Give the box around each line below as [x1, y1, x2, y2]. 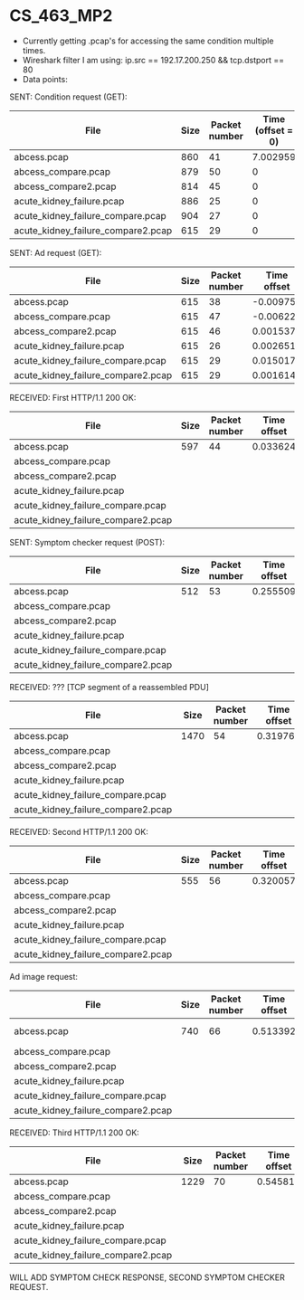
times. [22, 44, 46, 55]
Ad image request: [9, 971, 79, 982]
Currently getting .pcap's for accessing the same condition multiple [22, 35, 274, 46]
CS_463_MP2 [9, 5, 113, 26]
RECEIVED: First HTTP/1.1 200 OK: [9, 392, 137, 403]
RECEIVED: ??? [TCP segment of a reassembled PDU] [9, 681, 210, 692]
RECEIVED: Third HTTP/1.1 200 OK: [9, 1127, 140, 1138]
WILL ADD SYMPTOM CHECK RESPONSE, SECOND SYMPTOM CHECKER [9, 1272, 285, 1283]
